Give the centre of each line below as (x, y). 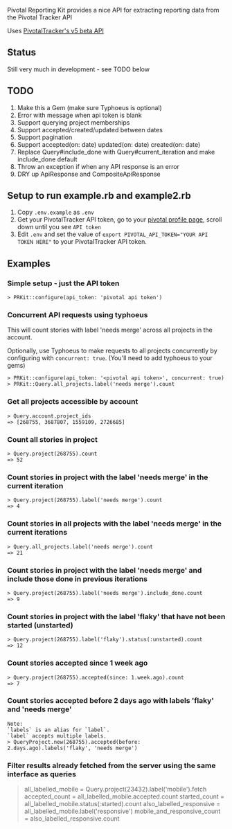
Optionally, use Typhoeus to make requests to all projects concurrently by (112, 351)
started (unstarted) (41, 625)
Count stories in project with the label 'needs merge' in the (108, 477)
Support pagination (45, 137)
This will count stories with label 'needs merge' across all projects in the (110, 330)
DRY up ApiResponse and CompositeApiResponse (89, 174)
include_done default (47, 159)
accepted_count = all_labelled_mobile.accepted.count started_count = (124, 796)
